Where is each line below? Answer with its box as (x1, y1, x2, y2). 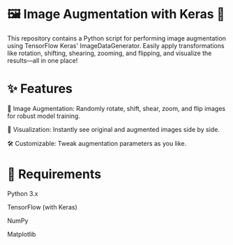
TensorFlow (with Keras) (7, 202, 78, 211)
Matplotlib (7, 230, 36, 238)
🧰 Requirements (7, 166, 102, 182)
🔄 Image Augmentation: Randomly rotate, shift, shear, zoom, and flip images (7, 104, 225, 112)
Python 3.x (7, 189, 38, 198)
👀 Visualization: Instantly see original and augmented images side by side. (7, 125, 220, 133)
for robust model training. (7, 112, 80, 120)
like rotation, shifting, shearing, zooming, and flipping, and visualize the (7, 49, 212, 57)
